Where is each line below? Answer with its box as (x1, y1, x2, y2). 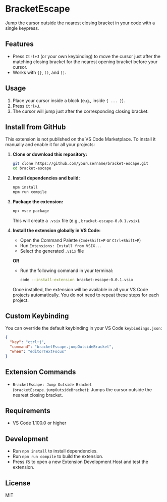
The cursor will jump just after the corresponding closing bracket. (12, 108, 149, 114)
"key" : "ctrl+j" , (10, 340, 46, 345)
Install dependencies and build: (12, 175, 80, 181)
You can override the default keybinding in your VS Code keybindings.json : (5, 325, 162, 331)
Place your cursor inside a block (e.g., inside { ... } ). (12, 97, 125, 104)
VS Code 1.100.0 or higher (12, 420, 67, 426)
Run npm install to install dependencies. (12, 448, 98, 454)
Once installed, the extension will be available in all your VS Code (12, 286, 148, 292)
